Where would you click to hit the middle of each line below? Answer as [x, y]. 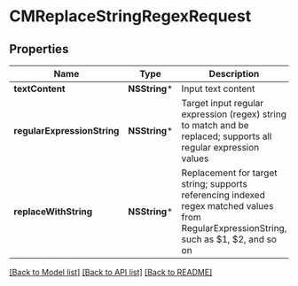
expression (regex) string [234, 114]
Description [234, 74]
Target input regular [223, 103]
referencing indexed [223, 195]
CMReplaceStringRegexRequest [130, 16]
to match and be [216, 125]
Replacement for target [229, 173]
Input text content [218, 89]
